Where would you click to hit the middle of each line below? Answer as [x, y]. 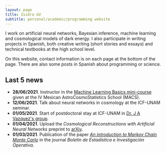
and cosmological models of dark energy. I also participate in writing [76, 38]
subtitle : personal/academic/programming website [58, 19]
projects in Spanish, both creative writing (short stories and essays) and [79, 44]
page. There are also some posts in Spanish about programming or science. [83, 64]
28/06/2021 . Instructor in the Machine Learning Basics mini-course [82, 92]
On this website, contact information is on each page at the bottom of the [80, 59]
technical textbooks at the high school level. [50, 49]
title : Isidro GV [23, 14]
